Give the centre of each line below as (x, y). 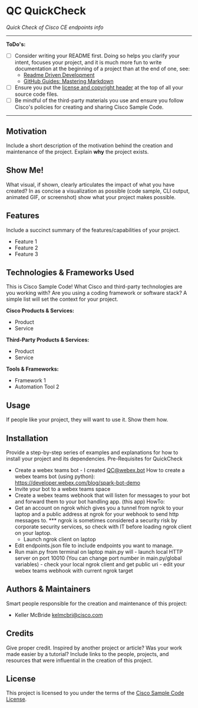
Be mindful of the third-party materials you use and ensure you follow (99, 100)
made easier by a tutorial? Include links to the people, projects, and (88, 654)
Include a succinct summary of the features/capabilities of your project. (93, 230)
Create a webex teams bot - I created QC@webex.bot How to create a (100, 470)
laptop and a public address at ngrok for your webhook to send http (97, 514)
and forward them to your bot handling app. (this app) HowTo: (90, 501)
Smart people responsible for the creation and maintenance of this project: (97, 603)
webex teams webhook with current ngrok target (74, 571)
